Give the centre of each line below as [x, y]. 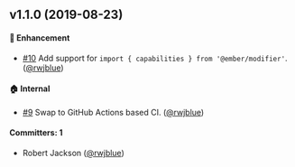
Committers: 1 [36, 133]
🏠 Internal [30, 88]
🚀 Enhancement [40, 37]
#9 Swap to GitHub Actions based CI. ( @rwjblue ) [113, 112]
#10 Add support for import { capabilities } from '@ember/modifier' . [155, 58]
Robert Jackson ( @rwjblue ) [73, 153]
